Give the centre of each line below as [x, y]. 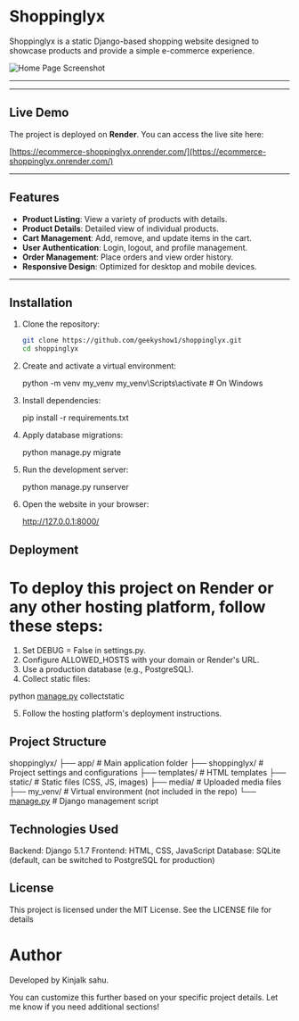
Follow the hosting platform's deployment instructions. [122, 714]
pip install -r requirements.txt [75, 418]
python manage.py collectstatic [67, 696]
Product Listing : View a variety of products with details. [125, 219]
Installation [41, 302]
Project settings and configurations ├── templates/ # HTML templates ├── [148, 773]
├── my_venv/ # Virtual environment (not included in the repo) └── [133, 792]
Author [36, 955]
